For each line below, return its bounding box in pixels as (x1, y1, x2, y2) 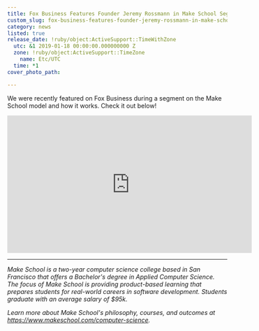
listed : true (7, 29, 45, 37)
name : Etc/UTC (20, 56, 61, 63)
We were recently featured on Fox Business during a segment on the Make (7, 94, 222, 102)
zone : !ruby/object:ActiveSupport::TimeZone (13, 50, 145, 57)
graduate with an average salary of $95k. (7, 295, 128, 303)
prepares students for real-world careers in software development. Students (7, 287, 228, 295)
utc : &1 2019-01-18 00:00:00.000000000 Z (13, 43, 136, 50)
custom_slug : (7, 17, 45, 24)
